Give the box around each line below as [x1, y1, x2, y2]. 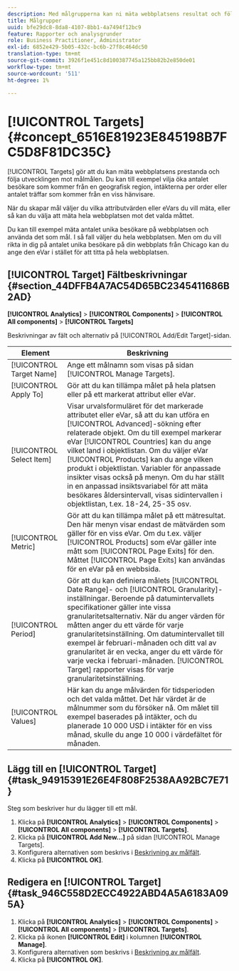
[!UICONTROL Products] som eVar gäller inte [67, 537, 217, 547]
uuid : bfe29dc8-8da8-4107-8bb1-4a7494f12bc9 [7, 24, 142, 31]
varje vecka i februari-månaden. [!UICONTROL [67, 656, 224, 666]
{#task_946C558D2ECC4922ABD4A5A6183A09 [7, 888, 229, 900]
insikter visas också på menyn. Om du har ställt [67, 472, 225, 482]
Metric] [11, 542, 36, 552]
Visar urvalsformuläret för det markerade [67, 401, 204, 411]
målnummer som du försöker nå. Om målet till [67, 703, 219, 713]
